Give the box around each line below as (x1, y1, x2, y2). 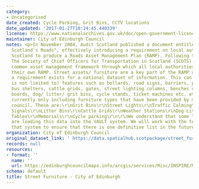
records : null (6, 140, 41, 147)
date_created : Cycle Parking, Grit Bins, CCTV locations (6, 20, 150, 25)
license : (6, 31, 28, 37)
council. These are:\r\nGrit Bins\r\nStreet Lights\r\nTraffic (11, 102, 171, 108)
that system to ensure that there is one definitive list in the (11, 124, 176, 130)
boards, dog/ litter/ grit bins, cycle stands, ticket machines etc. (11, 91, 187, 97)
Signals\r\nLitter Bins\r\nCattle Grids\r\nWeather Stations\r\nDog (11, 108, 184, 114)
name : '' (11, 158, 33, 164)
